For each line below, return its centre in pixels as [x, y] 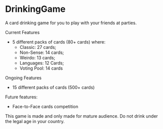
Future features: [21, 97]
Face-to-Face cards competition [45, 106]
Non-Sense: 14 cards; [42, 52]
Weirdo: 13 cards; [37, 57]
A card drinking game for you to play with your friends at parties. [71, 23]
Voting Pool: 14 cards [41, 68]
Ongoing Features [23, 78]
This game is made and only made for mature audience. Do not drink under [81, 116]
